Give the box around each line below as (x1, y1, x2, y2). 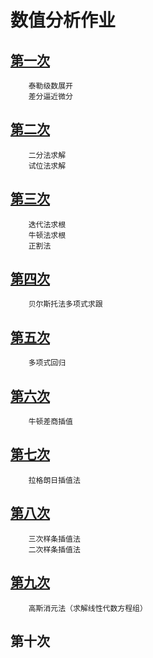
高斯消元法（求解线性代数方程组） (28, 603, 148, 613)
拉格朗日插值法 (28, 475, 81, 485)
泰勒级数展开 (28, 81, 73, 91)
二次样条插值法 (28, 544, 81, 555)
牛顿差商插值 (28, 417, 73, 427)
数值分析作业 (10, 9, 117, 32)
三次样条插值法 (28, 534, 81, 544)
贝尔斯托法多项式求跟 (28, 299, 103, 310)
